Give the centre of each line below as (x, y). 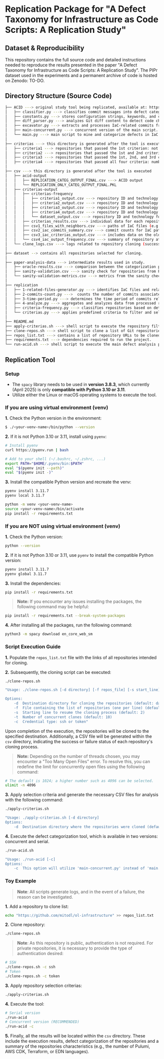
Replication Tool (30, 360)
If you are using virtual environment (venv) (57, 407)
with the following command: (34, 800)
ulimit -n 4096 (20, 785)
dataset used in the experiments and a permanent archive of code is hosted (81, 75)
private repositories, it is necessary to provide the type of (75, 948)
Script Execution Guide (33, 647)
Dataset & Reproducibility (45, 48)
